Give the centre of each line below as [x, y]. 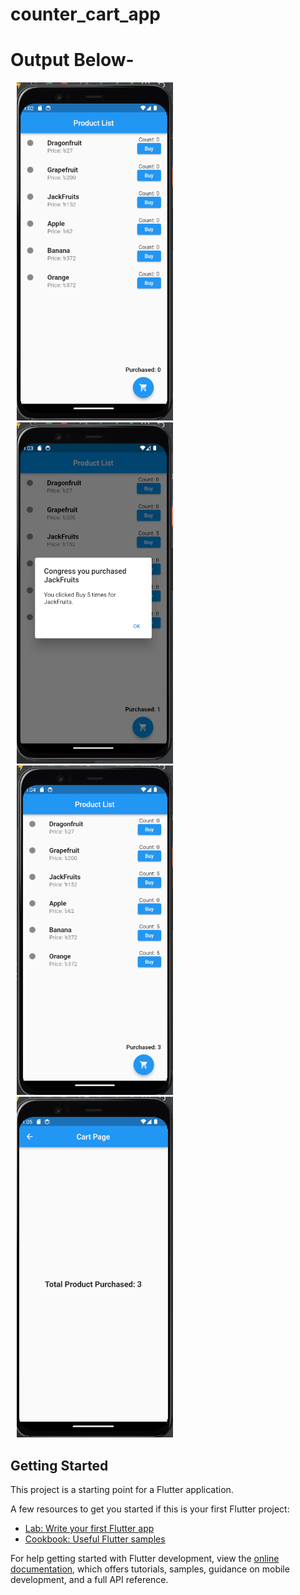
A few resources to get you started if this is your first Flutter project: [150, 1509]
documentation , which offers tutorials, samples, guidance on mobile [150, 1569]
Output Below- [72, 60]
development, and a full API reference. [89, 1579]
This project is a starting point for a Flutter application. [122, 1489]
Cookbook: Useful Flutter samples [95, 1539]
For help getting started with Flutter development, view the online [145, 1558]
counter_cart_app [85, 14]
